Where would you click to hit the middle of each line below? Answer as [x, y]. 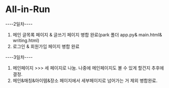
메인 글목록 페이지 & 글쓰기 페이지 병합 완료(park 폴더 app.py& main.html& [87, 34]
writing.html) [26, 40]
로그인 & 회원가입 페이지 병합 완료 [46, 46]
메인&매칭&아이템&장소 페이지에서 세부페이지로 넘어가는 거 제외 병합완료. [85, 80]
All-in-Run [28, 9]
